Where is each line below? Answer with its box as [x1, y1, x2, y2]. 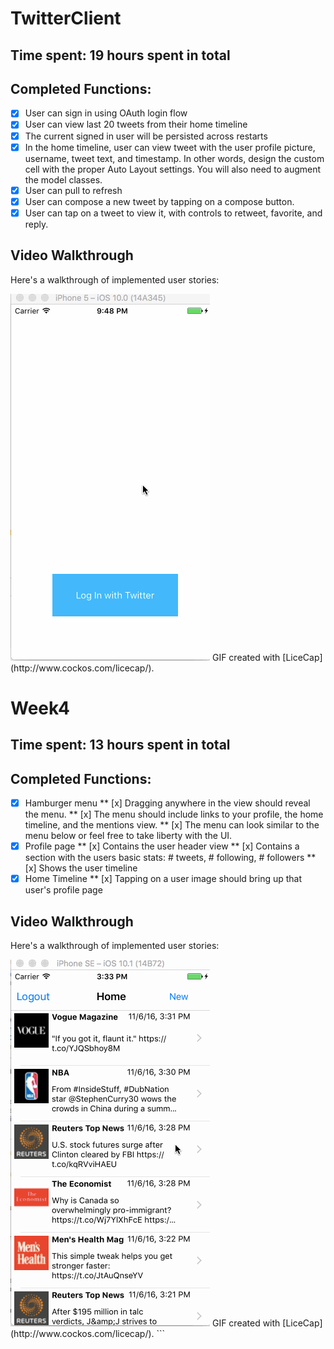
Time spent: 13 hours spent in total [10, 737, 231, 754]
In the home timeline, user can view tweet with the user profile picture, [24, 141, 316, 153]
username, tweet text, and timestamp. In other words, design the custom [24, 152, 325, 164]
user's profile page [24, 884, 103, 896]
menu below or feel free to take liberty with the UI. [24, 830, 233, 842]
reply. [24, 218, 49, 230]
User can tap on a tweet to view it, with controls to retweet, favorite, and [24, 207, 323, 219]
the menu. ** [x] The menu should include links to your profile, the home [24, 808, 324, 821]
